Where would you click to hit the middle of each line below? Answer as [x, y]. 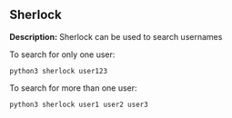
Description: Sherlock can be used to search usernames [116, 36]
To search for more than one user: [74, 88]
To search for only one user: [62, 54]
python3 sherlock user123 [58, 71]
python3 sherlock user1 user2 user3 [79, 104]
